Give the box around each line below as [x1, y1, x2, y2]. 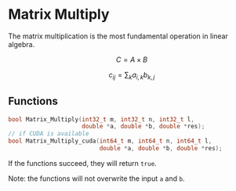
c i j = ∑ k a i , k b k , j [108, 70, 155, 81]
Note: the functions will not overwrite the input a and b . [8, 174, 185, 183]
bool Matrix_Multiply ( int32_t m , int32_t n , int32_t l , [8, 115, 194, 123]
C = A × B [116, 55, 147, 64]
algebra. [8, 39, 35, 49]
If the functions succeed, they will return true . [8, 158, 157, 168]
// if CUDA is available [8, 130, 89, 138]
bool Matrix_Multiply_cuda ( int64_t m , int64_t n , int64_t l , [8, 137, 212, 146]
